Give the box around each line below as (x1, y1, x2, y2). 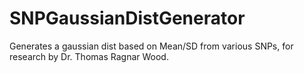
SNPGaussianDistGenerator (9, 7, 246, 30)
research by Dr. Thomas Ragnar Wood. (9, 50, 169, 62)
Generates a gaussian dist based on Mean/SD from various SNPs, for (9, 40, 294, 52)
